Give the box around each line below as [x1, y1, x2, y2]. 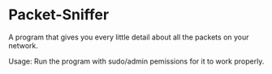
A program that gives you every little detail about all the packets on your [8, 32, 249, 42]
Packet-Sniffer [8, 6, 110, 24]
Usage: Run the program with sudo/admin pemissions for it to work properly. [8, 56, 265, 66]
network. [8, 40, 39, 50]
